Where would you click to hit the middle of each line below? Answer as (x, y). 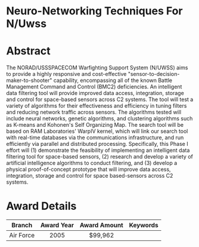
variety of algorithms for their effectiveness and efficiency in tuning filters (97, 106)
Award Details (41, 206)
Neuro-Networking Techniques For (94, 11)
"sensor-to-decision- (154, 74)
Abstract (28, 51)
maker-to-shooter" (29, 80)
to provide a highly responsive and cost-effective (66, 74)
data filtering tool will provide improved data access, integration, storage (95, 93)
